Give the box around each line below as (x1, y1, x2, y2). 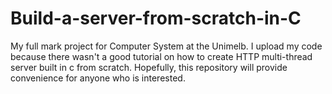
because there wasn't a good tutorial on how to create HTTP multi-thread (10, 50, 313, 62)
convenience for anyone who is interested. (10, 72, 186, 84)
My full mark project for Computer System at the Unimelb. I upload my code (10, 40, 323, 52)
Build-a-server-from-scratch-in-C (10, 7, 302, 30)
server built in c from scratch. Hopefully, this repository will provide (10, 61, 288, 73)
